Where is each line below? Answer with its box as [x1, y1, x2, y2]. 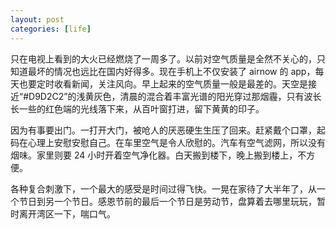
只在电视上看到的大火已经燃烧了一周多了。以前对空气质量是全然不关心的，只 [10, 52, 326, 65]
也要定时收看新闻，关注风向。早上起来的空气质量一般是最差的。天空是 [18, 77, 308, 90]
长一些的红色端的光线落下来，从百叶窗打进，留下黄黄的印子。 [10, 102, 265, 115]
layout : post [10, 14, 65, 25]
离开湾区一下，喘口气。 [18, 207, 116, 220]
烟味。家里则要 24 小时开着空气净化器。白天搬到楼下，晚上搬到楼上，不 [10, 149, 307, 161]
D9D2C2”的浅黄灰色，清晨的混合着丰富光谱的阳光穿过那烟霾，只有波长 [28, 90, 322, 102]
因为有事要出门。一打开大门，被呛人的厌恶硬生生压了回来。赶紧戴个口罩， [10, 124, 317, 136]
